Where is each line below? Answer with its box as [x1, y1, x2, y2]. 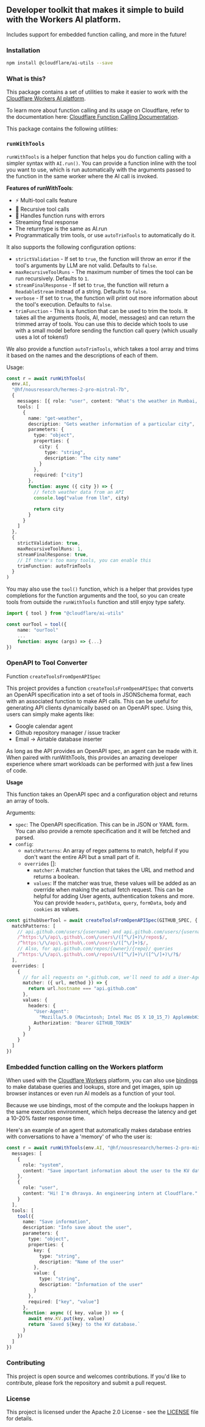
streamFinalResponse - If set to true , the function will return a [15, 281, 169, 289]
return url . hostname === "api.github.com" [28, 986, 138, 992]
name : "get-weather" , [28, 415, 84, 422]
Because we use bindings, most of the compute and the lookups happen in [6, 1102, 195, 1109]
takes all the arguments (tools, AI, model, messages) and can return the [15, 314, 195, 321]
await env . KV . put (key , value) [28, 1315, 105, 1322]
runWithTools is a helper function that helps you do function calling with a [6, 153, 191, 160]
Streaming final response [15, 218, 79, 225]
